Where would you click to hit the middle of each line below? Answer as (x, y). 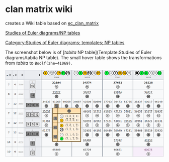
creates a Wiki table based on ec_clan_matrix (52, 23)
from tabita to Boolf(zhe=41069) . (39, 63)
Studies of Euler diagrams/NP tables (43, 33)
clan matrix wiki (39, 9)
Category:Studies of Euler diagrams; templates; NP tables (65, 42)
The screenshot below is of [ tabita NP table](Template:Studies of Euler (78, 52)
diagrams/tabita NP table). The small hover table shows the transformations (83, 57)
